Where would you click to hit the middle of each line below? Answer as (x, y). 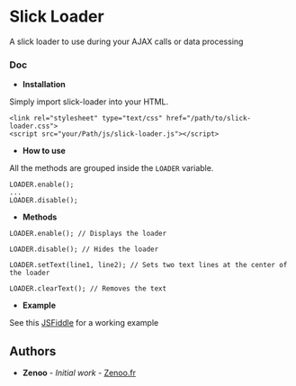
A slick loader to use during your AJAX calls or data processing (126, 41)
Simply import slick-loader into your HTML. (89, 102)
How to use (44, 151)
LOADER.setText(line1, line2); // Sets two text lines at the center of (148, 265)
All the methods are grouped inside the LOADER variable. (112, 168)
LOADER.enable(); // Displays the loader (88, 234)
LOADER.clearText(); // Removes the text (88, 289)
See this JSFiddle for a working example (84, 323)
